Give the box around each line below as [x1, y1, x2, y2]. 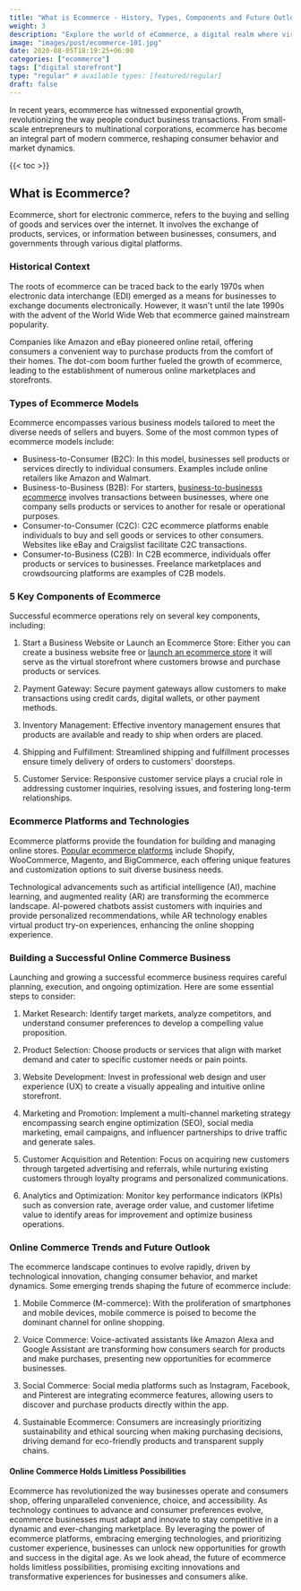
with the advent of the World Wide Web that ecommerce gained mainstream [9, 309, 290, 320]
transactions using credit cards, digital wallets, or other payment [21, 693, 261, 704]
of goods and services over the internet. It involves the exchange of [9, 219, 260, 229]
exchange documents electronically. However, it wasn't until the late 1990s [9, 299, 285, 310]
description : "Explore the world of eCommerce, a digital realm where [9, 30, 279, 39]
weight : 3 [9, 22, 47, 30]
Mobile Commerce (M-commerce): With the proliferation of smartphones [21, 1298, 291, 1309]
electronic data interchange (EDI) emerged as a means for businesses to [9, 290, 277, 301]
